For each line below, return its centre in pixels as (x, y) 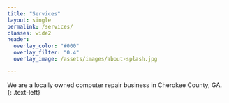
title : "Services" (34, 14)
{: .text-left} (24, 92)
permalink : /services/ (40, 26)
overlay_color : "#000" (46, 46)
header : (19, 40)
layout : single (29, 20)
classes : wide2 (29, 33)
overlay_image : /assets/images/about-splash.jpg (86, 59)
